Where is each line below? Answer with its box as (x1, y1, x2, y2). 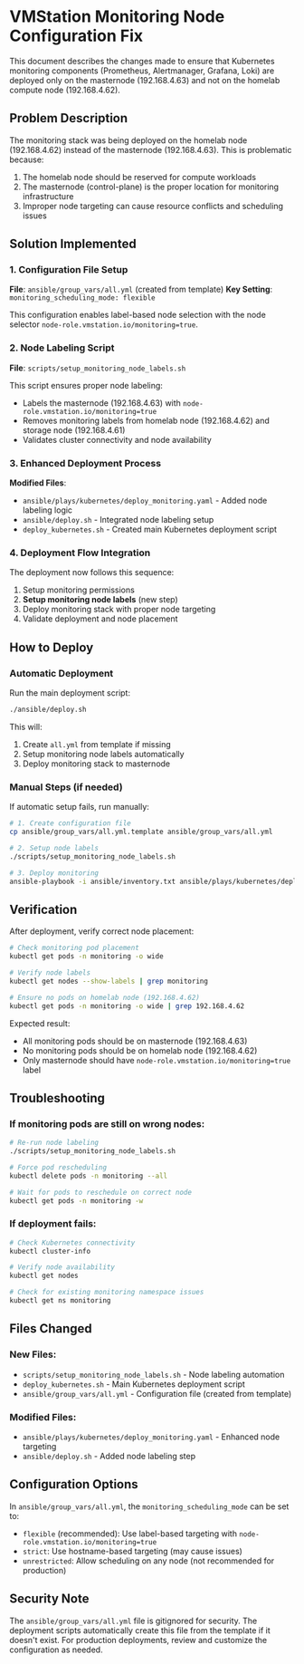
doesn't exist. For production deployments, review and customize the (9, 1634, 268, 1645)
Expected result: (9, 1017, 71, 1029)
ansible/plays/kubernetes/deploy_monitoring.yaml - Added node (22, 495, 268, 506)
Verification (9, 901, 78, 917)
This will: (9, 721, 43, 732)
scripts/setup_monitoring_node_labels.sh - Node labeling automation (22, 1369, 285, 1380)
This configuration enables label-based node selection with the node (9, 310, 267, 321)
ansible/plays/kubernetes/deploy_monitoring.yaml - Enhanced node (22, 1431, 280, 1442)
